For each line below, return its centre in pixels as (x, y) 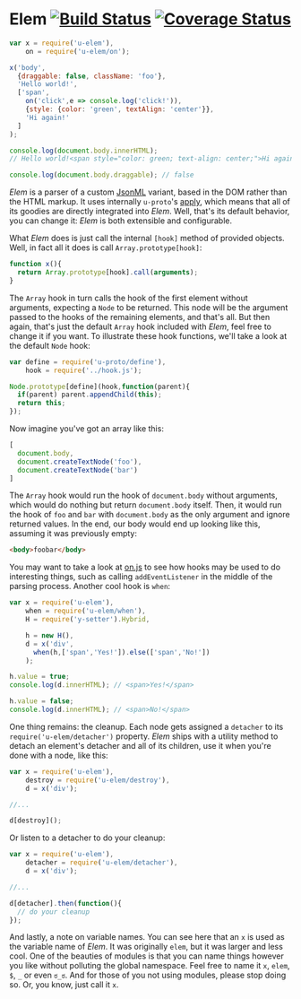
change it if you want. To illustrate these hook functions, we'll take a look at (148, 335)
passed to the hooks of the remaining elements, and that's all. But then (140, 317)
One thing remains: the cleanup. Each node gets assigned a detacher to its (146, 726)
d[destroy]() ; (36, 821)
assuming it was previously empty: (73, 534)
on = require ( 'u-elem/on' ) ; (77, 51)
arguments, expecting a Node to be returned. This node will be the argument (149, 307)
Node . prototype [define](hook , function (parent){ (100, 387)
